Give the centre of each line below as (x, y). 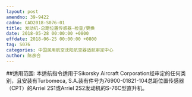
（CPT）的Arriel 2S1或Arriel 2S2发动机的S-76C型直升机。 (77, 88)
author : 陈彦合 (23, 56)
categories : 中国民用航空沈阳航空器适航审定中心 (60, 50)
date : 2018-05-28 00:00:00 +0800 (48, 34)
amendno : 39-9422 (28, 17)
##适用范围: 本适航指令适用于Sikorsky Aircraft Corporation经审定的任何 (94, 73)
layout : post (22, 12)
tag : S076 (18, 45)
